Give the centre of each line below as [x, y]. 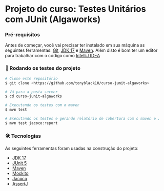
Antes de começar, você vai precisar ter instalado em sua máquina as [75, 45]
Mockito [20, 173]
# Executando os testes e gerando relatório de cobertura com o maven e [81, 119]
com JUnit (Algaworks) [53, 19]
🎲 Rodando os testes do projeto [43, 68]
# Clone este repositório [31, 78]
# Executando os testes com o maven [42, 105]
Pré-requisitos [22, 35]
